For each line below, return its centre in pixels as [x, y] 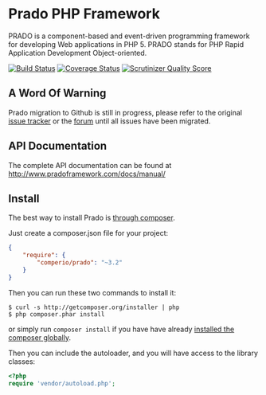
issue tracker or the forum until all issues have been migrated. [110, 121]
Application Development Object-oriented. [78, 53]
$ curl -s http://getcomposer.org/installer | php [94, 307]
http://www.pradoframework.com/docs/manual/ [87, 174]
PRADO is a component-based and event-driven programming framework [129, 36]
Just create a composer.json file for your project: [88, 233]
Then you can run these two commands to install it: [92, 292]
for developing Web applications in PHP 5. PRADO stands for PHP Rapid [126, 44]
